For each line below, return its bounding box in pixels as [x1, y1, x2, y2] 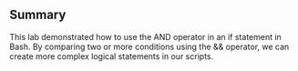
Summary [9, 7, 67, 23]
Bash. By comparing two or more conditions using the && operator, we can [9, 41, 290, 52]
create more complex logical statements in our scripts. [9, 50, 214, 62]
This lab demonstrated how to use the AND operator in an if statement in [9, 31, 283, 42]
